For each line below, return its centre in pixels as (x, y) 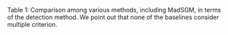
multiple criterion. (32, 24)
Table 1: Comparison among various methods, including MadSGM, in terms (114, 10)
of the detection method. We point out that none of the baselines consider (113, 17)
